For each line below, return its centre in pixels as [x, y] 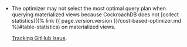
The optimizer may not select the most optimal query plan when [89, 8]
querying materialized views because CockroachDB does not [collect [95, 15]
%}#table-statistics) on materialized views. [64, 27]
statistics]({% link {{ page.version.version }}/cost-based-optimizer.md [96, 21]
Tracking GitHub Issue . [39, 38]
